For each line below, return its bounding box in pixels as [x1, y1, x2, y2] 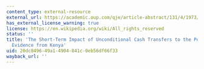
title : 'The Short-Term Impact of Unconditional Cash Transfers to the [6, 37, 191, 43]
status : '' [6, 31, 34, 37]
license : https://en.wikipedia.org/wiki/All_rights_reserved [6, 25, 165, 32]
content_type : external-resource [6, 8, 91, 15]
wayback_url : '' [6, 53, 47, 59]
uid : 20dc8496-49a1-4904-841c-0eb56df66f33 [6, 48, 118, 54]
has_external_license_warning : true [6, 20, 99, 26]
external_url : [6, 14, 42, 20]
